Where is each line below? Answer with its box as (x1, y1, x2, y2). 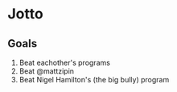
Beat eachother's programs (19, 58, 110, 67)
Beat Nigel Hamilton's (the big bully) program (19, 75, 170, 84)
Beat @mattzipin (19, 66, 74, 76)
